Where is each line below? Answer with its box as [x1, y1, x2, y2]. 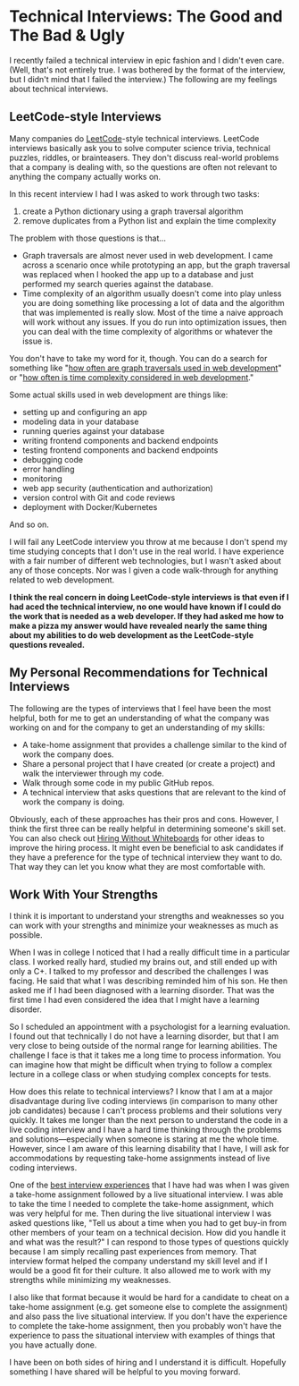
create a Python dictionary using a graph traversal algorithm [21, 206, 244, 217]
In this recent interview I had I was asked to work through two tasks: [9, 188, 261, 199]
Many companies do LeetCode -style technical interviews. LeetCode [9, 132, 260, 144]
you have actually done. [9, 1339, 97, 1350]
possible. [9, 930, 43, 940]
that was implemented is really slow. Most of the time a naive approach [21, 307, 284, 318]
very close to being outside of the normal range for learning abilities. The [9, 1041, 278, 1051]
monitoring [21, 472, 62, 484]
